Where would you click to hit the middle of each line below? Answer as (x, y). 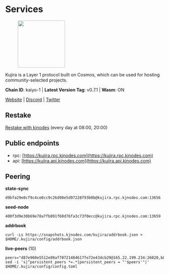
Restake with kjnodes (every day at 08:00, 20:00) (57, 127)
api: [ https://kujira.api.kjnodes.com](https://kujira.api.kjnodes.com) (82, 161)
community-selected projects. (36, 80)
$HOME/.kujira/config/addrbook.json (44, 239)
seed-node (17, 207)
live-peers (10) (21, 249)
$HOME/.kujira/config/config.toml (41, 267)
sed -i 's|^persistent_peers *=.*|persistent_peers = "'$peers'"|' (77, 262)
